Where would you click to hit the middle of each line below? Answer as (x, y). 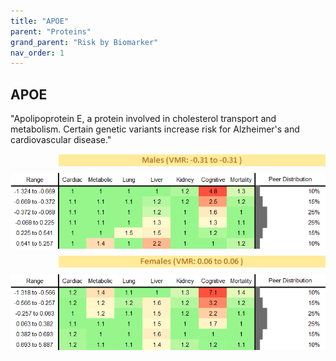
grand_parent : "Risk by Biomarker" (84, 42)
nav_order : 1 (37, 53)
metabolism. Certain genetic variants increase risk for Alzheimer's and (155, 129)
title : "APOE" (40, 21)
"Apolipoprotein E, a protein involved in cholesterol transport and (143, 119)
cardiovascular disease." (61, 140)
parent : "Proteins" (51, 31)
